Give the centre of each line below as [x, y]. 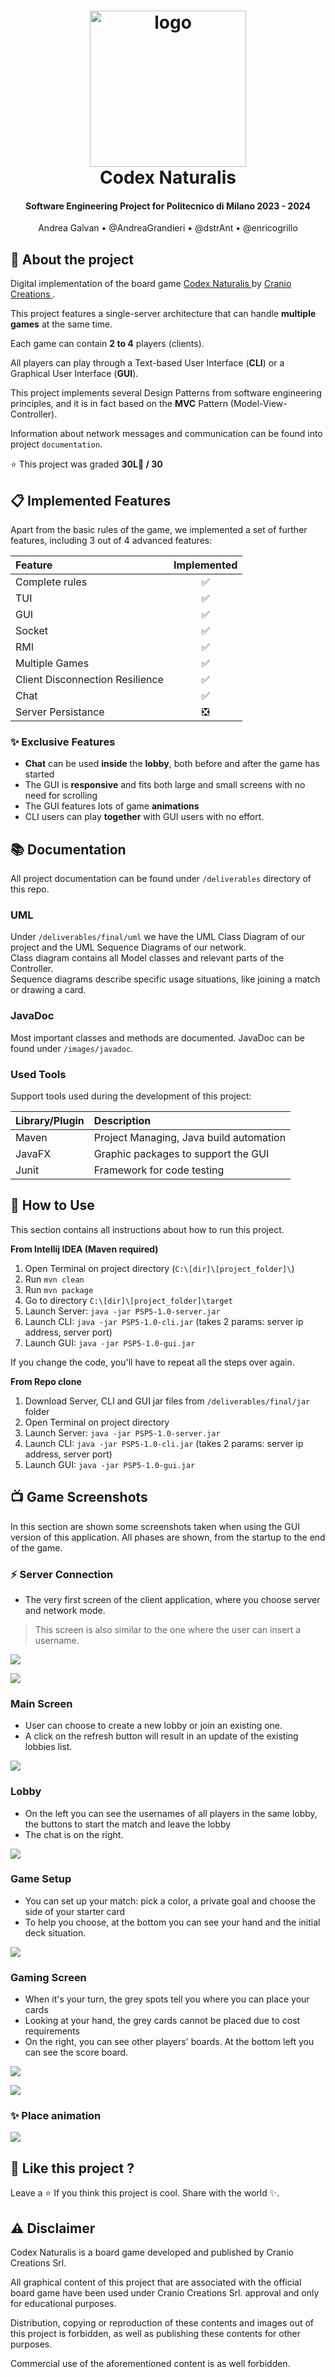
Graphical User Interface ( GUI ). [74, 374]
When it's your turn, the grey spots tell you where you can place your [167, 1999]
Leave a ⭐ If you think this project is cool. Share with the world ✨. [145, 2193]
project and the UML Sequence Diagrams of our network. [128, 947]
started [39, 774]
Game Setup [41, 1879]
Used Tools [38, 1074]
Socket [31, 631]
